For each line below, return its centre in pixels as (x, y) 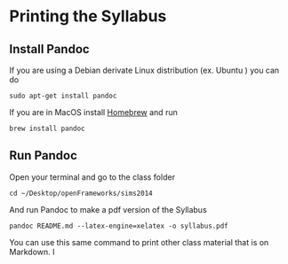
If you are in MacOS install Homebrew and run (93, 112)
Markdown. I (32, 252)
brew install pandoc (48, 128)
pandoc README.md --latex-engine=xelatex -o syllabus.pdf (119, 226)
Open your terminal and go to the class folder (92, 177)
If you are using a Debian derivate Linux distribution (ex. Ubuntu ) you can (144, 70)
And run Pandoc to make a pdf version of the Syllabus (108, 209)
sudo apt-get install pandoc (63, 96)
